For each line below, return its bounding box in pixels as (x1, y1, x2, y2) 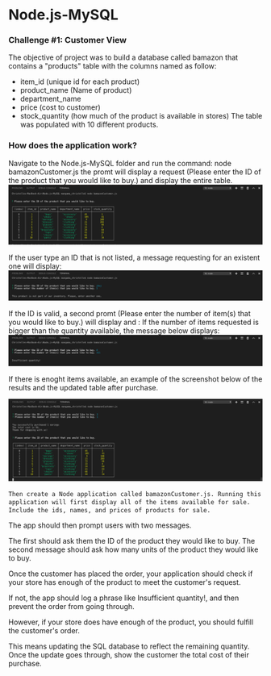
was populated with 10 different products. (19, 119, 159, 130)
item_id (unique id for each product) (19, 77, 140, 86)
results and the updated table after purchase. (8, 383, 159, 393)
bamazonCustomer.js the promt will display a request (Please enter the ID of (8, 167, 261, 177)
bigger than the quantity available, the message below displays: (8, 325, 220, 336)
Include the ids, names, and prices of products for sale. (8, 506, 211, 514)
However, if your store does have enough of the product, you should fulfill (8, 617, 254, 627)
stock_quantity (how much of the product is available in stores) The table (19, 111, 263, 121)
